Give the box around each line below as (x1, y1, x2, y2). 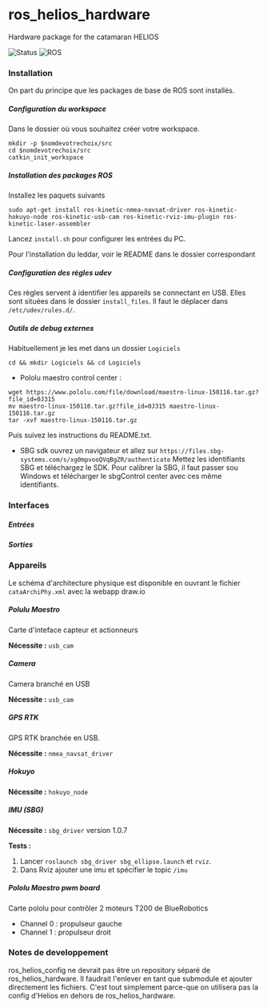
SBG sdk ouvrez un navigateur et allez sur (19, 446, 158, 456)
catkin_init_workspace (8, 153, 84, 161)
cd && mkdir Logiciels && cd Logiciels (8, 359, 141, 367)
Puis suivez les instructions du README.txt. (8, 430, 152, 440)
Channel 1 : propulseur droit (19, 927, 112, 937)
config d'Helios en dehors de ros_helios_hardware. (8, 990, 176, 1000)
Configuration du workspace (8, 104, 106, 114)
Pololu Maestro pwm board (8, 883, 101, 893)
